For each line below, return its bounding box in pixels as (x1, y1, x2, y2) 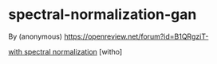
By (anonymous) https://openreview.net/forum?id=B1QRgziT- (8, 32, 209, 41)
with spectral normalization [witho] (8, 47, 123, 56)
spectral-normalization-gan (8, 6, 197, 24)
